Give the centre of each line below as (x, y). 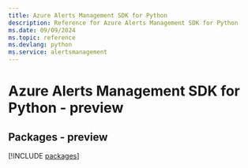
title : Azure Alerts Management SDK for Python (88, 15)
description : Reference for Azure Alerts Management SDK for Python (123, 23)
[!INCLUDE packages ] (44, 156)
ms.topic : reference (42, 37)
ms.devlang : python (40, 45)
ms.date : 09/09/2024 (42, 30)
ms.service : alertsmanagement (58, 52)
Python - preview (66, 108)
